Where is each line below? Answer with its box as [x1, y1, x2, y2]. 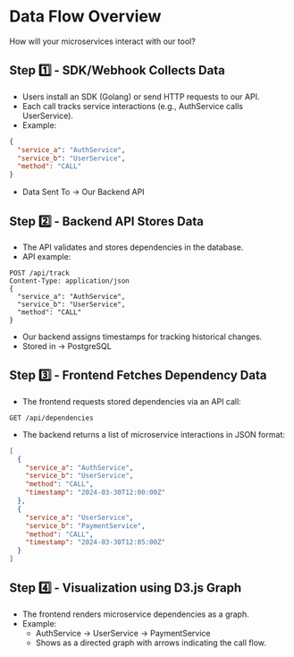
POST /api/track [9, 269, 70, 277]
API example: [21, 251, 71, 261]
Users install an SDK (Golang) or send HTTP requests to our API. [21, 91, 260, 102]
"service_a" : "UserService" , [25, 513, 134, 522]
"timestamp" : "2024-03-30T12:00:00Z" [25, 488, 166, 498]
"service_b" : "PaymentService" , [25, 521, 146, 530]
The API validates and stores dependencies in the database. [21, 242, 244, 252]
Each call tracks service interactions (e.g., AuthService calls [21, 100, 244, 111]
